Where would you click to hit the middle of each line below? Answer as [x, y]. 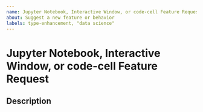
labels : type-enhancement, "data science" [60, 23]
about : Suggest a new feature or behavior [60, 18]
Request [28, 79]
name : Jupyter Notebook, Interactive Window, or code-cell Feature [93, 12]
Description [29, 101]
